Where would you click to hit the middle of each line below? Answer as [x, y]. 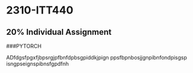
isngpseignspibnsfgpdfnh [38, 64]
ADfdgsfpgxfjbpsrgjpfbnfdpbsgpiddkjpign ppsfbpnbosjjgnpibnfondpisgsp [97, 57]
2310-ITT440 [40, 10]
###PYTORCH [24, 46]
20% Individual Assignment [59, 32]
